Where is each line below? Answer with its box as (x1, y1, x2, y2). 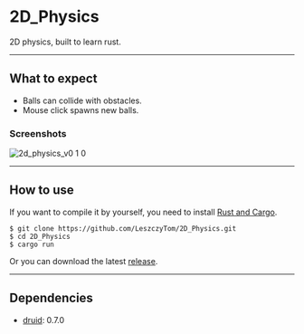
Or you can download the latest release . (9, 255, 158, 266)
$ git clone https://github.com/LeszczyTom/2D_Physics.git (9, 224, 237, 233)
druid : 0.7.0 (22, 314, 65, 325)
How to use (9, 183, 74, 198)
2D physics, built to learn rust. (9, 36, 122, 47)
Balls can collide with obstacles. (22, 95, 142, 106)
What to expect (9, 71, 98, 87)
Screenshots (9, 127, 67, 139)
